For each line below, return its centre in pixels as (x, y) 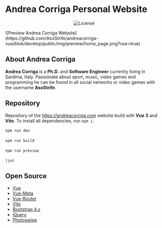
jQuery (19, 215)
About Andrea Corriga (40, 60)
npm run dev (17, 131)
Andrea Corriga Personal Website (76, 9)
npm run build (20, 141)
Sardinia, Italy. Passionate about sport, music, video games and (70, 77)
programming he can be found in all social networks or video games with (80, 82)
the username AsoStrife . (31, 87)
